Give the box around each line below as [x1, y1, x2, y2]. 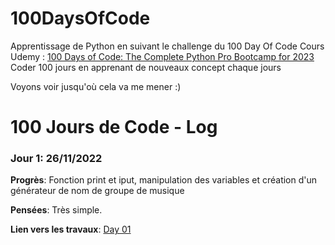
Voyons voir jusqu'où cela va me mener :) [10, 80, 182, 92]
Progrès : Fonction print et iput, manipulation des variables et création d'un [10, 174, 318, 186]
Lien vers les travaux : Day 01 [10, 223, 132, 236]
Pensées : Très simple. [10, 204, 103, 216]
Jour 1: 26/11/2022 [10, 152, 103, 166]
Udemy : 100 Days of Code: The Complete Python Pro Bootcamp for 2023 [10, 50, 315, 62]
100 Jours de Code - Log [10, 116, 218, 139]
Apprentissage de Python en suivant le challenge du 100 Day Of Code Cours [10, 40, 325, 52]
